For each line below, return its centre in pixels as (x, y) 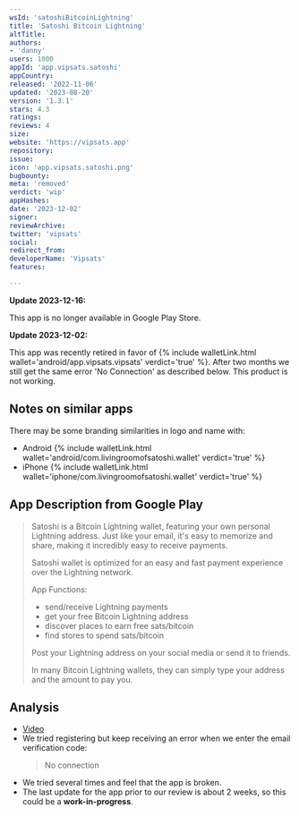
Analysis (34, 707)
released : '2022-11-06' (54, 84)
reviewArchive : (38, 225)
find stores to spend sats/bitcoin (104, 635)
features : (28, 268)
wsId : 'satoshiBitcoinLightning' (72, 17)
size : (19, 134)
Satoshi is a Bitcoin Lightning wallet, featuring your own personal (150, 526)
